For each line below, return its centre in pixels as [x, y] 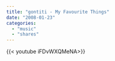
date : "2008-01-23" [31, 18]
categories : [21, 23]
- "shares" [25, 34]
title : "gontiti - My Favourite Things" [58, 12]
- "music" [24, 29]
